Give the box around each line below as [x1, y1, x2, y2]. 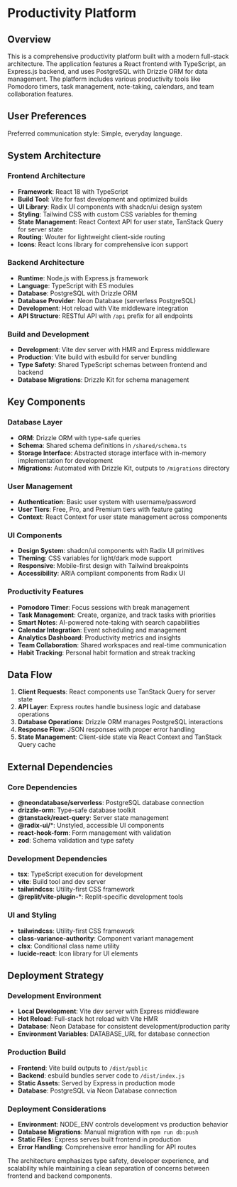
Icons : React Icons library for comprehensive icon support [17, 240, 189, 248]
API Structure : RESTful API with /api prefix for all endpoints [17, 311, 194, 320]
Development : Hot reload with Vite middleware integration [17, 304, 189, 312]
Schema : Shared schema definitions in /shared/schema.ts [17, 441, 187, 449]
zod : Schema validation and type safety [17, 836, 134, 845]
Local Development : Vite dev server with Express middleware [17, 1007, 199, 1016]
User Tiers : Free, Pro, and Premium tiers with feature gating [17, 505, 193, 514]
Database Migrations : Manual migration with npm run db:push [17, 1127, 199, 1137]
